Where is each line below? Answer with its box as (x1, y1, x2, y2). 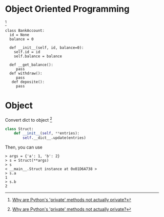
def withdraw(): (9, 71, 42, 76)
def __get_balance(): (9, 62, 54, 67)
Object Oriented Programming (5, 3, 130, 15)
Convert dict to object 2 (5, 116, 52, 123)
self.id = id (14, 49, 41, 54)
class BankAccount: (5, 28, 45, 33)
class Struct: (5, 126, 34, 131)
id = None (9, 32, 29, 37)
